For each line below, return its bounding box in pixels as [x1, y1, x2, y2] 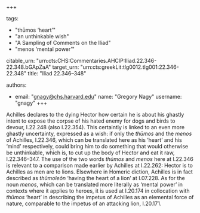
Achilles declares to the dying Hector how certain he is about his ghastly [6, 111, 184, 118]
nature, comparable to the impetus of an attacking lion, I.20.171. [6, 200, 162, 207]
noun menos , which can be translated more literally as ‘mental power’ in [6, 181, 183, 188]
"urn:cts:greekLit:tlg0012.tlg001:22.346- [80, 63, 179, 71]
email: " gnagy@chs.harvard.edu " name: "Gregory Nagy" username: [14, 93, 182, 100]
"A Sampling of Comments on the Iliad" [14, 39, 111, 46]
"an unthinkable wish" [14, 33, 70, 39]
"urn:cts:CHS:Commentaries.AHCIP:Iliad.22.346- [36, 57, 157, 64]
